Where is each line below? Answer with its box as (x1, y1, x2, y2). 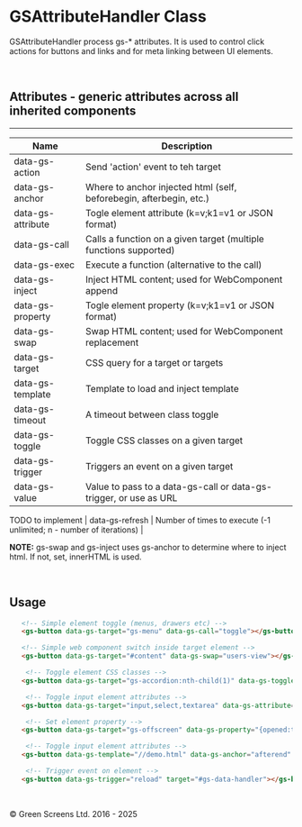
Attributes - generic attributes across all (9, 89, 239, 105)
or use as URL (118, 491, 178, 504)
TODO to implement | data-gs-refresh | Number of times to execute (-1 (9, 514, 271, 525)
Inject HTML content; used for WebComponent (84, 273, 283, 286)
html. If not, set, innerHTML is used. (9, 551, 142, 562)
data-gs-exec (13, 259, 75, 271)
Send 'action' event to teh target (84, 160, 222, 173)
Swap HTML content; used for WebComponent (84, 324, 283, 337)
